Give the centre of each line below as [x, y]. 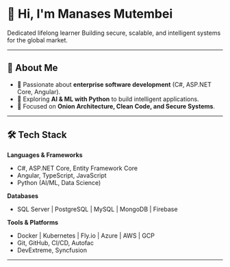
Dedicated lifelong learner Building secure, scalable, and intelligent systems [114, 33]
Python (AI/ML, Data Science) [59, 182]
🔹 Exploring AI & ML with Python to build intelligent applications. [108, 99]
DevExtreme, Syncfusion [52, 250]
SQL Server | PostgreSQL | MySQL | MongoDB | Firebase [97, 209]
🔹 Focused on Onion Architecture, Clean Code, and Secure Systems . [116, 106]
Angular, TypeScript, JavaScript [62, 175]
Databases [23, 196]
